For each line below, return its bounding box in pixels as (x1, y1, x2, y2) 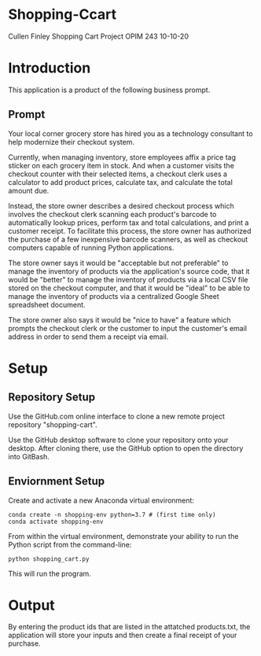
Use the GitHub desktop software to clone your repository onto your (8, 435, 229, 444)
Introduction (8, 59, 91, 77)
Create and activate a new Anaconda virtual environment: (8, 496, 195, 505)
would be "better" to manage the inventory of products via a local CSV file (8, 275, 248, 284)
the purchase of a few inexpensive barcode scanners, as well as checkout (8, 234, 248, 244)
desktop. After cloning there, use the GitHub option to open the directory (8, 443, 244, 453)
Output (8, 596, 55, 614)
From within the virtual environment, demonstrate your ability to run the (8, 531, 239, 540)
